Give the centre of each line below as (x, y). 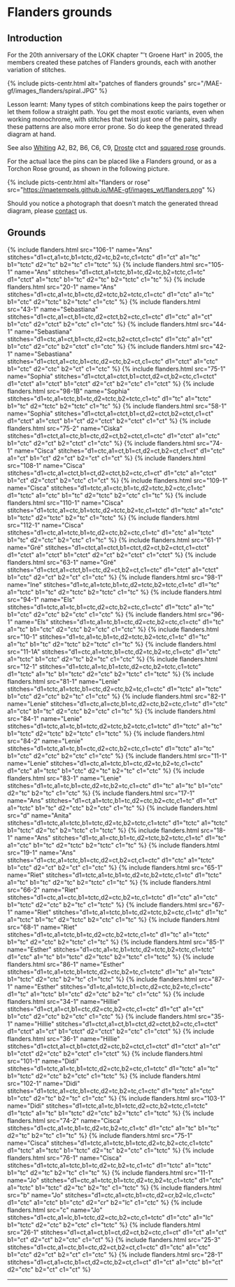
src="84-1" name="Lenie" (45, 718)
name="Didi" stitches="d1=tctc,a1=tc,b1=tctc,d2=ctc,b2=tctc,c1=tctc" (108, 1106)
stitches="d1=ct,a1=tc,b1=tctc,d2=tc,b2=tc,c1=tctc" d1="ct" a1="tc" (104, 257)
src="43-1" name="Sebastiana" (53, 309)
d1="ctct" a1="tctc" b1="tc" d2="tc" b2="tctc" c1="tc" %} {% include (106, 279)
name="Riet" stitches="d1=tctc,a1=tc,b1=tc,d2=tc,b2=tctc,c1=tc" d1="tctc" (115, 875)
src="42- (213, 346)
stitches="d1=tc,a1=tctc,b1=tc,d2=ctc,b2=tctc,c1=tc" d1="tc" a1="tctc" (108, 934)
